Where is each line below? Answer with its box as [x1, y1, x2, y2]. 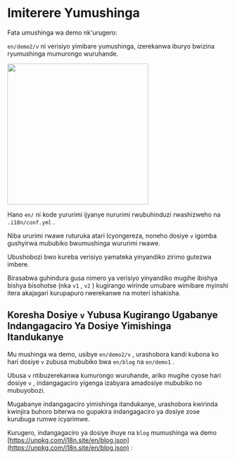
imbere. [7, 259, 30, 269]
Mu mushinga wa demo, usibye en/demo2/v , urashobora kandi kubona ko [7, 350, 220, 358]
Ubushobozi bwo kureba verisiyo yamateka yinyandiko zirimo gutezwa [7, 252, 212, 261]
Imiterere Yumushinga [7, 5, 140, 21]
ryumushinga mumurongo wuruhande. [7, 49, 119, 58]
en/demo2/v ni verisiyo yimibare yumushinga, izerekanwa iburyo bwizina [7, 42, 215, 50]
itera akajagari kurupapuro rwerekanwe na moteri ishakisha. [7, 288, 181, 297]
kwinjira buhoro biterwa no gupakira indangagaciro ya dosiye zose [7, 407, 201, 415]
